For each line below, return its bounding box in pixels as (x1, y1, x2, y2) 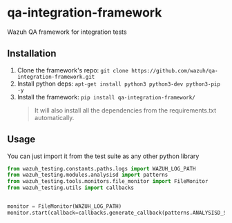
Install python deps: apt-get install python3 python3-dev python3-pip (17, 79, 221, 88)
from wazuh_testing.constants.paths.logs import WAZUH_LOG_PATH (7, 165, 196, 172)
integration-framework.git (17, 73, 95, 80)
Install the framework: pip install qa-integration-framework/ (17, 93, 195, 101)
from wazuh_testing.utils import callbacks (7, 184, 135, 191)
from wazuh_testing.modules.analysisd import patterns (7, 171, 168, 179)
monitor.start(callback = (7, 209, 79, 216)
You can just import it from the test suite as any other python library (7, 152, 200, 160)
